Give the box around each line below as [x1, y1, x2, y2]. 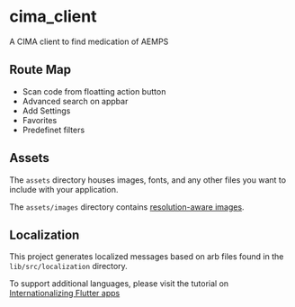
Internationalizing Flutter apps [9, 288, 121, 299]
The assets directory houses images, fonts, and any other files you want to [9, 174, 286, 185]
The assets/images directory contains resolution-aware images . [9, 201, 245, 212]
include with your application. [9, 184, 119, 194]
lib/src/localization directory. [9, 261, 128, 272]
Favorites [22, 114, 58, 125]
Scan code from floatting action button [22, 86, 166, 96]
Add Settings [22, 105, 71, 116]
